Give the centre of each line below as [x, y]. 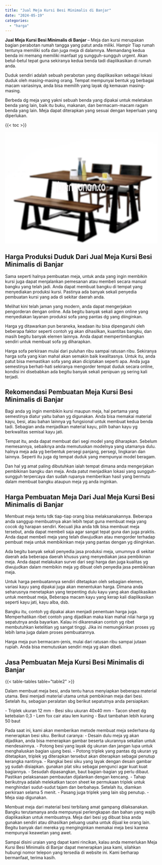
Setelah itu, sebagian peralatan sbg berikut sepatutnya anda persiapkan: [77, 701]
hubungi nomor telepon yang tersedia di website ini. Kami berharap [72, 852]
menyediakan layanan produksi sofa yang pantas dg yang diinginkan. [74, 316]
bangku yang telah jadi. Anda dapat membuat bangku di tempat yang [74, 286]
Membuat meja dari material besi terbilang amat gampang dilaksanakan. [77, 807]
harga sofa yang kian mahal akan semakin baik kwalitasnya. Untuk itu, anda [80, 356]
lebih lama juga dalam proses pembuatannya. [50, 632]
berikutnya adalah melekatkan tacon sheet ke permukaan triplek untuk [75, 782]
